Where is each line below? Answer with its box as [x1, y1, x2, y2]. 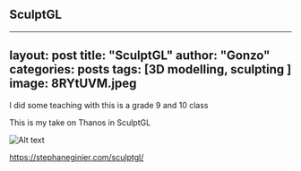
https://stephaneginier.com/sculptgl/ [9, 151, 144, 162]
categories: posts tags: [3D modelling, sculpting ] [9, 62, 292, 77]
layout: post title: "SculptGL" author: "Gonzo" [9, 48, 271, 64]
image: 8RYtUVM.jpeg [9, 76, 137, 91]
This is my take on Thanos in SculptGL [9, 116, 151, 128]
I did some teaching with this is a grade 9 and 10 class [9, 99, 209, 110]
